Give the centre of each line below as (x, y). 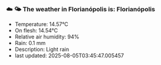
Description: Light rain (42, 50)
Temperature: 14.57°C (41, 24)
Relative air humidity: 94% (47, 37)
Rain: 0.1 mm (30, 43)
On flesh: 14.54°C (36, 31)
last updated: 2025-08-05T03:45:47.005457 (69, 56)
